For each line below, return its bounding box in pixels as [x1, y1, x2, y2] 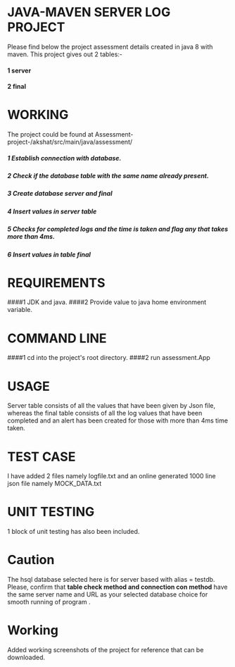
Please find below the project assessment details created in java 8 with [7, 42, 213, 51]
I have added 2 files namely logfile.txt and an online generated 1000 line [7, 472, 216, 480]
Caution [7, 552, 55, 568]
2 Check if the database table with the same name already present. [7, 172, 210, 180]
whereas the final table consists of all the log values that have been [7, 409, 203, 418]
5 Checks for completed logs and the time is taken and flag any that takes [7, 225, 229, 233]
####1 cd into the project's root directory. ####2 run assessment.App [7, 354, 211, 362]
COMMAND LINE [7, 330, 107, 346]
